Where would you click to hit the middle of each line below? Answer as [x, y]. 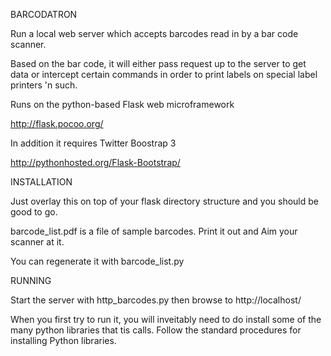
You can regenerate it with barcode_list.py [97, 261]
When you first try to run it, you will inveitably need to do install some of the [166, 319]
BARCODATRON [44, 14]
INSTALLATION [41, 182]
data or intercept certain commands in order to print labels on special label [164, 74]
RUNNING [31, 280]
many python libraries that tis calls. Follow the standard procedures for [156, 330]
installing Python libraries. [63, 340]
